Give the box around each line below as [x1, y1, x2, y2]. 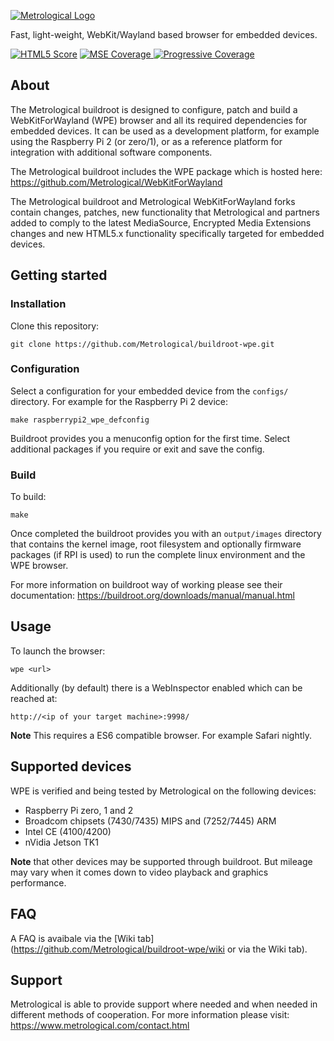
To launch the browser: [10, 645, 106, 657]
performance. [10, 876, 67, 889]
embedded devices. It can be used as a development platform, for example [10, 125, 320, 137]
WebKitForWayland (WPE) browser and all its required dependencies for [10, 114, 308, 126]
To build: [10, 491, 47, 503]
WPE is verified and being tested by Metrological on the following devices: [10, 785, 317, 797]
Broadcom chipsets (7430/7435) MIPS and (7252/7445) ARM [24, 815, 277, 827]
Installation [10, 297, 67, 311]
